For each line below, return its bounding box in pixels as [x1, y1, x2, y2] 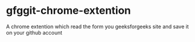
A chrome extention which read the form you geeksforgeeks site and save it [6, 23, 189, 30]
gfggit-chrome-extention [6, 4, 131, 17]
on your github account [6, 29, 63, 36]
